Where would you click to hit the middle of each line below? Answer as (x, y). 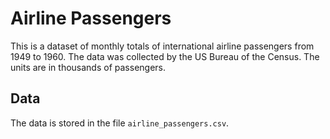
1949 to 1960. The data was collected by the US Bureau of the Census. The (165, 56)
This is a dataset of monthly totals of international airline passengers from (162, 46)
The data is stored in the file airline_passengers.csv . (120, 123)
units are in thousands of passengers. (88, 67)
